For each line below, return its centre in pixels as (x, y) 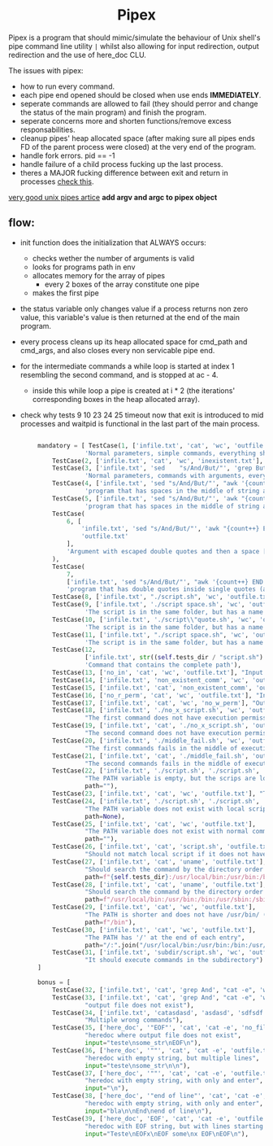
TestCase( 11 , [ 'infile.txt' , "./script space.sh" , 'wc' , (150, 635)
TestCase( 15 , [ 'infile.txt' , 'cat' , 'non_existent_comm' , (152, 688)
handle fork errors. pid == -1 (67, 155)
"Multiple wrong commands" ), (134, 1020)
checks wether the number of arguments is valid (113, 258)
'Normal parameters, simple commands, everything (170, 453)
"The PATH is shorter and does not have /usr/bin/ (172, 915)
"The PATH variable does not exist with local (165, 809)
